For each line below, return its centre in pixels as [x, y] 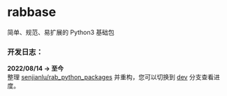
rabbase [32, 12]
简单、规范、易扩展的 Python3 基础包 [61, 32]
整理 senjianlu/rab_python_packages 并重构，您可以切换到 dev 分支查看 [111, 77]
